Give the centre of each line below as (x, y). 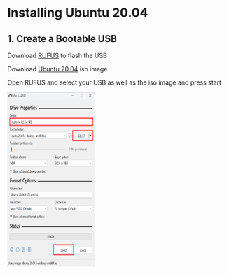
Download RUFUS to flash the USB (57, 55)
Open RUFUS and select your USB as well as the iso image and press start (114, 82)
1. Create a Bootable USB (62, 39)
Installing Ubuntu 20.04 (78, 13)
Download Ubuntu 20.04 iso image (57, 69)
